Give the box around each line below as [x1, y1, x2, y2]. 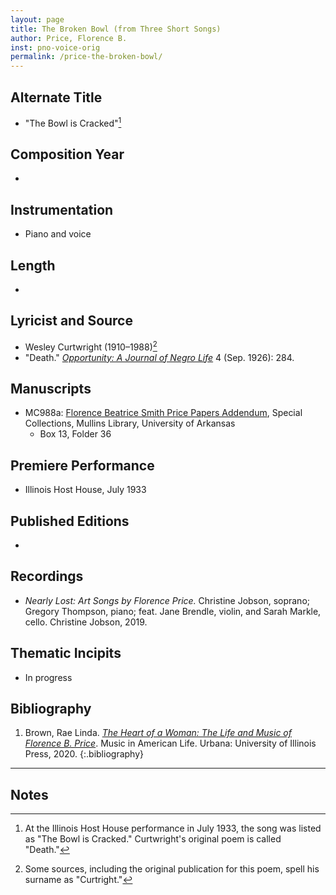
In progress [24, 671, 73, 683]
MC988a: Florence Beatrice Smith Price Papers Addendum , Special [24, 407, 303, 419]
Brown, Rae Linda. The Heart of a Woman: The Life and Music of [24, 727, 292, 739]
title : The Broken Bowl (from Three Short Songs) [10, 24, 222, 34]
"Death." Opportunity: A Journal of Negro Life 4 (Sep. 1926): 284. [24, 351, 295, 363]
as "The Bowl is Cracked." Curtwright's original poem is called [24, 833, 282, 845]
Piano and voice [24, 228, 92, 240]
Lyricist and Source [10, 312, 133, 330]
